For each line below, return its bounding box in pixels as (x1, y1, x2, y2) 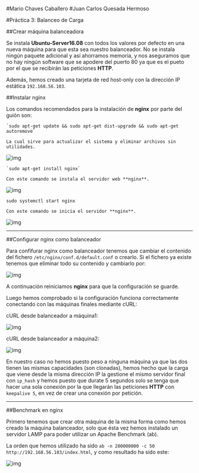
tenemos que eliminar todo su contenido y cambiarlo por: (6, 260, 146, 267)
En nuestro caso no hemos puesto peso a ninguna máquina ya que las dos (6, 358, 188, 365)
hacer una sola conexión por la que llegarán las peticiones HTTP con (6, 383, 175, 390)
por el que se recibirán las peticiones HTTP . (6, 65, 114, 72)
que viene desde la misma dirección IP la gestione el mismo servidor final (6, 370, 185, 378)
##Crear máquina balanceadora (6, 28, 84, 35)
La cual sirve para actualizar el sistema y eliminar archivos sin (6, 139, 176, 145)
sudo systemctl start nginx (6, 198, 76, 204)
